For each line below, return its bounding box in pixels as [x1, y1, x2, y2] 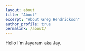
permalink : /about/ [5, 26, 47, 31]
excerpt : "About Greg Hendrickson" [5, 17, 80, 22]
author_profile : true [5, 21, 51, 27]
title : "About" [5, 12, 37, 17]
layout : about [5, 7, 35, 13]
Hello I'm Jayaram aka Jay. [5, 40, 62, 46]
